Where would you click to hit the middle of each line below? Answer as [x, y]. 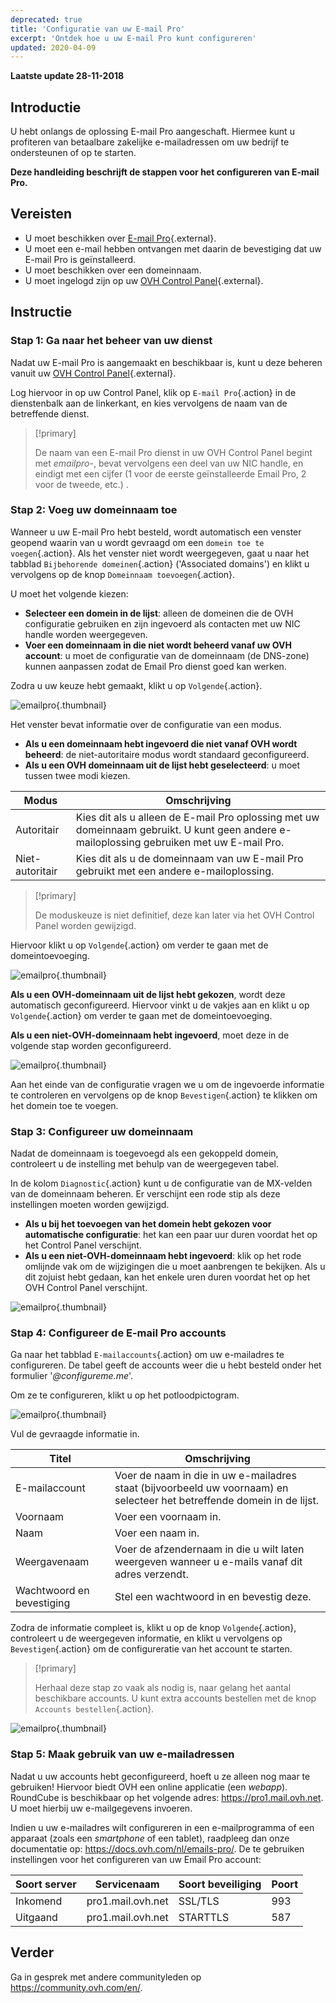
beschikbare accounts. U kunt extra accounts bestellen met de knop [175, 1698]
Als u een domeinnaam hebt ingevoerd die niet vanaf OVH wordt [161, 743]
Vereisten [41, 214]
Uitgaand [36, 1917]
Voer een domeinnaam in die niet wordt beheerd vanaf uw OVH [158, 645]
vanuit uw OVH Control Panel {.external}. [93, 373]
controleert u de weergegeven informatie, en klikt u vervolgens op [146, 1638]
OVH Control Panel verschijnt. [86, 1288]
